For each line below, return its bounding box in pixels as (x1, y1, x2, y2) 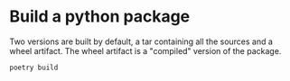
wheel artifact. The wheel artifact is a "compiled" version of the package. (9, 45, 282, 56)
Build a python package (9, 6, 191, 27)
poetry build (9, 63, 59, 72)
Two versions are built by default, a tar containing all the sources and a (9, 36, 274, 47)
